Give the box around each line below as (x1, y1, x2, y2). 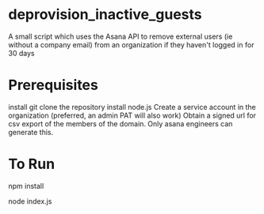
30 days (8, 48, 35, 58)
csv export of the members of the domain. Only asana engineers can (8, 118, 233, 128)
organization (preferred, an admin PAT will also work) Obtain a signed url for (8, 111, 256, 120)
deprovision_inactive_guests (8, 6, 202, 24)
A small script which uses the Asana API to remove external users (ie (8, 32, 233, 41)
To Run (8, 156, 55, 173)
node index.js (8, 196, 52, 206)
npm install (8, 181, 44, 190)
